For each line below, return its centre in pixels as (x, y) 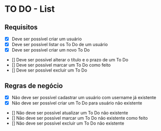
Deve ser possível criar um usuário (46, 39)
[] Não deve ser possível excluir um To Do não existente (68, 123)
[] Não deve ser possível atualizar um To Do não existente (70, 113)
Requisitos (21, 27)
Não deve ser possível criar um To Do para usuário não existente (77, 103)
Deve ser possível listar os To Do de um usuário (60, 45)
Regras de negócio (34, 86)
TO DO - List (30, 9)
